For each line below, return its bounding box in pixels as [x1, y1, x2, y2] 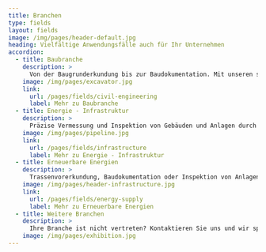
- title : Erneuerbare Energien [15, 159, 119, 167]
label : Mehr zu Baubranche [28, 100, 119, 107]
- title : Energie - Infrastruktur [15, 107, 129, 115]
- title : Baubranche [15, 56, 83, 64]
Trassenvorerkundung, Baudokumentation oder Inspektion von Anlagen [28, 173, 260, 182]
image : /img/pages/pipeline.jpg [22, 129, 129, 137]
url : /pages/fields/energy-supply [28, 195, 144, 203]
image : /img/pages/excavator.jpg [22, 77, 133, 85]
